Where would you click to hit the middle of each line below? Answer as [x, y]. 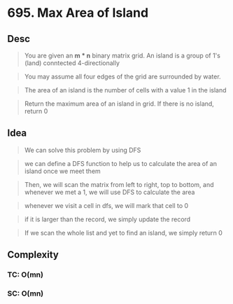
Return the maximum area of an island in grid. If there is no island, [119, 104]
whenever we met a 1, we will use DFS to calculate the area [110, 192]
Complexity [33, 255]
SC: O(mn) [26, 293]
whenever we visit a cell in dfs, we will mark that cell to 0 [106, 205]
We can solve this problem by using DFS [83, 150]
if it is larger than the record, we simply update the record [107, 219]
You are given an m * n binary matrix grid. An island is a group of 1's [122, 55]
